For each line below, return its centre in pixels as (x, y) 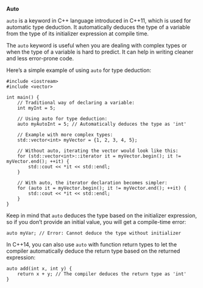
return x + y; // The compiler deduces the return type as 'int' (102, 274)
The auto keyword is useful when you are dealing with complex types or (97, 45)
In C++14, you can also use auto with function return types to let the (92, 244)
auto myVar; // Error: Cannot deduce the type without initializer (94, 233)
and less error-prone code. (40, 58)
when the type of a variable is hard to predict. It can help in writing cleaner (100, 52)
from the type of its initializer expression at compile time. (78, 34)
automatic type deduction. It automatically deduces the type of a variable (98, 27)
